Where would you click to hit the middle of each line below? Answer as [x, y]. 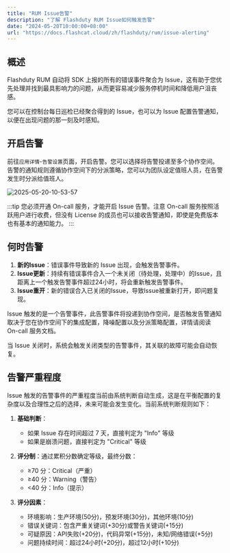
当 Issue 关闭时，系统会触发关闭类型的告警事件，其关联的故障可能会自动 [109, 345]
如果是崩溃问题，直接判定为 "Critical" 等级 [87, 441]
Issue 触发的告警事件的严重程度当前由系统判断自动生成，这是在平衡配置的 [111, 395]
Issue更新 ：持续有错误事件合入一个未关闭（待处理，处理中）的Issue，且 [119, 273]
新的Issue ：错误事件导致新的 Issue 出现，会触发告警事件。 [100, 265]
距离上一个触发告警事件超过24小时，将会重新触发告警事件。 [102, 282]
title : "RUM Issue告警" [40, 13]
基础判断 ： [32, 418]
